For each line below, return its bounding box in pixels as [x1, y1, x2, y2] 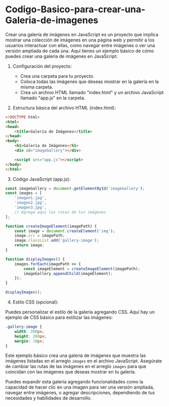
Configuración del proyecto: [12, 63, 72, 69]
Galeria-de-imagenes [5, 14, 99, 26]
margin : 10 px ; [14, 338, 44, 344]
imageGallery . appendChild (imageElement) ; [23, 271, 113, 276]
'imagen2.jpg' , [14, 200, 47, 205]
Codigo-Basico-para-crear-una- [5, 4, 146, 15]
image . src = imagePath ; [14, 233, 65, 239]
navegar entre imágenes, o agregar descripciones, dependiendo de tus [5, 390, 155, 396]
